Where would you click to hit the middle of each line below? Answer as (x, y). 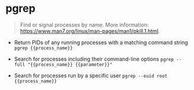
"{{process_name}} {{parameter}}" (70, 64)
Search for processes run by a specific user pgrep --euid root (91, 75)
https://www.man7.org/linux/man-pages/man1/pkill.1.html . (90, 31)
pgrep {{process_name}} (43, 48)
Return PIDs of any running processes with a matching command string (101, 42)
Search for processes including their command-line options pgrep (94, 59)
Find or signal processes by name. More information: (84, 25)
